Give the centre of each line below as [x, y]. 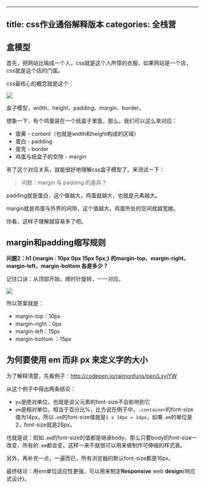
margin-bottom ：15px [43, 339]
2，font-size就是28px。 [45, 425]
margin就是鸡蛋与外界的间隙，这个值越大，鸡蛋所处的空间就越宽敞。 [92, 208]
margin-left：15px [38, 331]
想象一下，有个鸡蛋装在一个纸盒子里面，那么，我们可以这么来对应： [92, 121]
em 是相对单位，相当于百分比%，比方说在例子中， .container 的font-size [104, 409]
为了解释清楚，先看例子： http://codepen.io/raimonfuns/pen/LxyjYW [92, 376]
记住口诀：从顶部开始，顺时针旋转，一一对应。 [65, 279]
